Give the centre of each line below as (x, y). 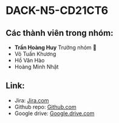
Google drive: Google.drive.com (54, 113)
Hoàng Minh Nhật (36, 67)
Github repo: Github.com (45, 107)
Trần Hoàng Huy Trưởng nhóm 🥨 (55, 47)
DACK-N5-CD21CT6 (57, 11)
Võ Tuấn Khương (35, 54)
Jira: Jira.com (32, 100)
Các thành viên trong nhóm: (59, 33)
